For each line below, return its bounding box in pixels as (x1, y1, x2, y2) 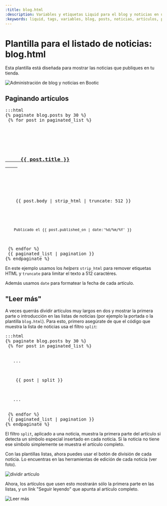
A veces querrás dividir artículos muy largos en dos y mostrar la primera (5, 308, 153, 314)
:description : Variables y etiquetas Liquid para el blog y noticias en (5, 12, 159, 17)
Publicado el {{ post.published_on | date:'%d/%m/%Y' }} (14, 227, 132, 233)
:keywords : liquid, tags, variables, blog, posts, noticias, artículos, (5, 16, 159, 21)
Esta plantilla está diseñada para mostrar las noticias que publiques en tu (5, 65, 155, 71)
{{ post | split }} (15, 377, 63, 383)
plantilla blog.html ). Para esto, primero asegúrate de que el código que (5, 319, 151, 325)
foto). (5, 462, 16, 468)
